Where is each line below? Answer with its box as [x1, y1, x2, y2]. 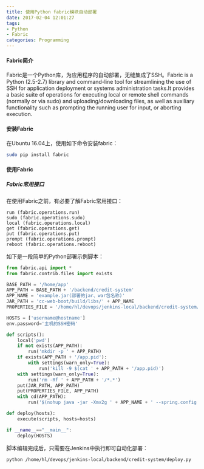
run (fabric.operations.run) [6, 209, 80, 216]
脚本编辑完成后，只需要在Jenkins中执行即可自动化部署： [6, 444, 149, 451]
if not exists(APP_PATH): [17, 343, 83, 349]
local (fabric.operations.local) [6, 220, 91, 226]
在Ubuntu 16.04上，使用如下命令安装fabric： [6, 140, 118, 147]
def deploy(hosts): [6, 411, 56, 417]
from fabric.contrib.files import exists [6, 270, 113, 276]
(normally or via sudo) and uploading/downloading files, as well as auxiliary [6, 98, 195, 105]
